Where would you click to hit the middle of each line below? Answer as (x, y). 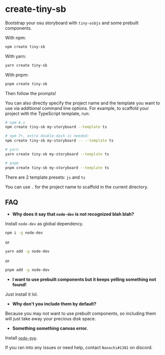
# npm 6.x (15, 122)
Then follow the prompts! (31, 93)
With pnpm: (17, 75)
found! (19, 285)
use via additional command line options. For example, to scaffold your (77, 108)
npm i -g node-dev (24, 233)
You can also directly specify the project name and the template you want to (83, 103)
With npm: (16, 38)
